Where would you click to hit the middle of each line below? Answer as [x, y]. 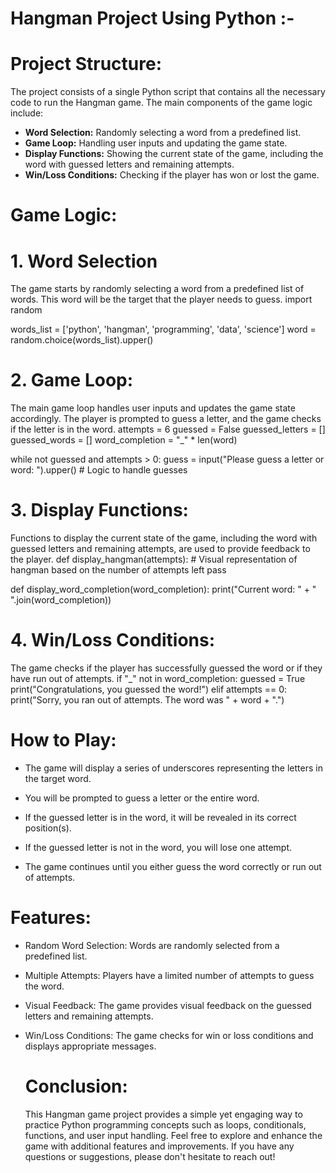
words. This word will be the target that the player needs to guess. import [161, 299]
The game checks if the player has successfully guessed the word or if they [166, 668]
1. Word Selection [84, 261]
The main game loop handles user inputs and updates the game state [153, 408]
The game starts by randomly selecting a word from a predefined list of [157, 289]
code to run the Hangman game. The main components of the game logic [161, 103]
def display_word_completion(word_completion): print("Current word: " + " [163, 589]
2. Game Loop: [72, 380]
